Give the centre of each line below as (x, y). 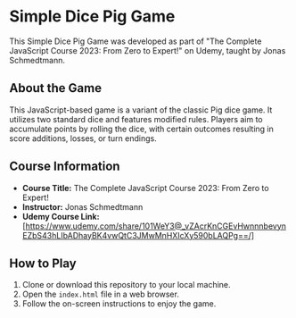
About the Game (56, 88)
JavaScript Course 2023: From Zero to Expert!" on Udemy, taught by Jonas (148, 50)
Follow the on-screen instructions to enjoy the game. (119, 304)
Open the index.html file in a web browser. (101, 294)
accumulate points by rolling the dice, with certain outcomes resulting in (141, 129)
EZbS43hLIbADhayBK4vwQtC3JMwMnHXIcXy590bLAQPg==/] (138, 235)
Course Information (65, 167)
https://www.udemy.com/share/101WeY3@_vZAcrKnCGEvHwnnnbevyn (156, 226)
